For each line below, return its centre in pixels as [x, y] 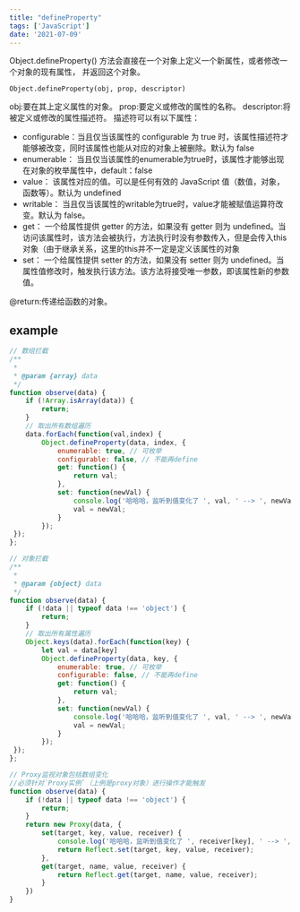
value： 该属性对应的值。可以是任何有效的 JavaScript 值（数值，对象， [153, 182]
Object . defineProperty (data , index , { [114, 443]
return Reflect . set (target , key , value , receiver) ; [155, 849]
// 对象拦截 [29, 559]
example [34, 330]
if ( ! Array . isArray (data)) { [80, 401]
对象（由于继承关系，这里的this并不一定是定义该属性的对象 [131, 249]
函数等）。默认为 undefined [72, 193]
